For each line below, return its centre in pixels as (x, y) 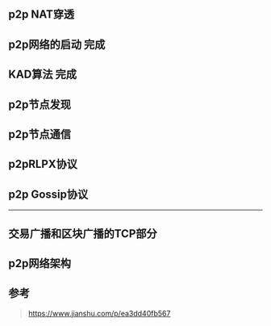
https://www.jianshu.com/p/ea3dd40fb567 (99, 313)
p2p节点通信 (40, 134)
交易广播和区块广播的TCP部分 (83, 234)
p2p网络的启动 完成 (57, 44)
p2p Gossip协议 (48, 194)
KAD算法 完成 (42, 75)
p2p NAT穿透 (42, 15)
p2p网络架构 (40, 263)
